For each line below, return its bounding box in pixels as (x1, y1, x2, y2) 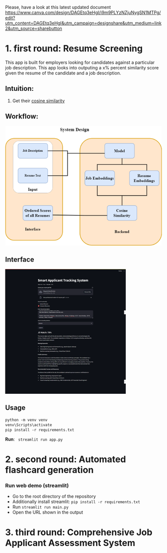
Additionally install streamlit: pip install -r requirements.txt (12, 499, 141, 505)
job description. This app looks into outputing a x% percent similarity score (5, 64, 159, 70)
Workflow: (5, 112, 39, 121)
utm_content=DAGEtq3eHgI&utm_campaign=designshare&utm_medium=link (5, 20, 162, 26)
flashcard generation (5, 464, 94, 476)
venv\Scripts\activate (5, 422, 52, 427)
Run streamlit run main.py (12, 504, 69, 510)
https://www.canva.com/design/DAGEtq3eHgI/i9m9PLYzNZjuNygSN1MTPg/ (5, 9, 161, 15)
